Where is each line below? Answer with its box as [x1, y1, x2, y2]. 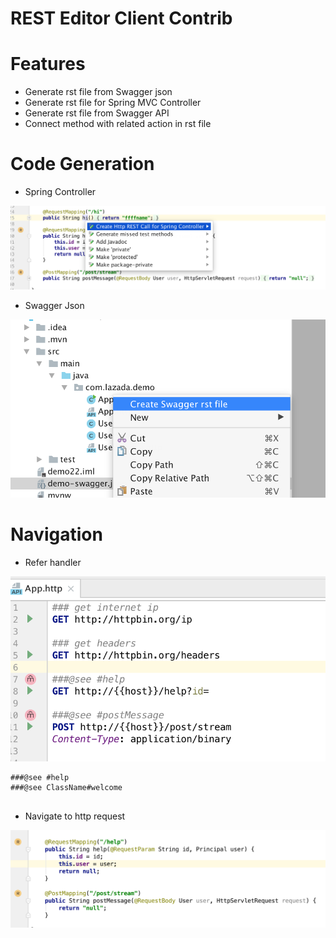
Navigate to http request [24, 810, 126, 822]
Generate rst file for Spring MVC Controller [24, 97, 202, 109]
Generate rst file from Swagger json [24, 86, 173, 98]
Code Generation [10, 153, 155, 176]
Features [10, 53, 86, 76]
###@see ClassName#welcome [10, 783, 123, 793]
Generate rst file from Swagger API [24, 107, 170, 119]
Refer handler [24, 556, 82, 568]
